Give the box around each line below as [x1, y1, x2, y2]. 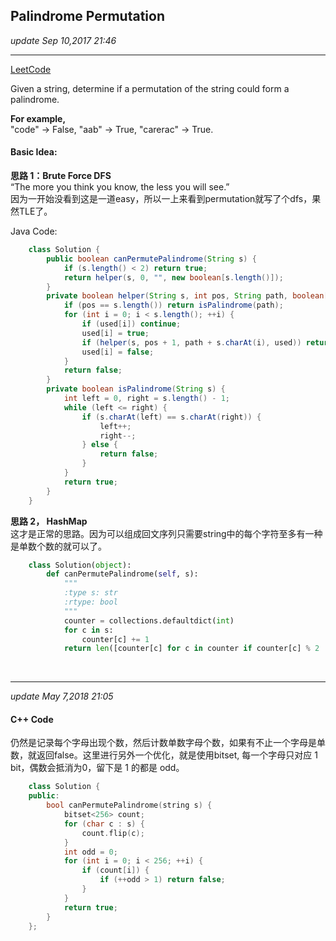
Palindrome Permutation [10, 8, 165, 25]
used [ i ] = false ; [81, 347, 155, 357]
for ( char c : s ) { [63, 819, 145, 829]
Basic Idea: [10, 146, 58, 158]
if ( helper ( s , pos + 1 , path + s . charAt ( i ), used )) [81, 337, 302, 348]
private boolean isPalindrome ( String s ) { [46, 384, 226, 394]
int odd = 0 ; [63, 847, 118, 857]
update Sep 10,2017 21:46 [10, 34, 117, 46]
